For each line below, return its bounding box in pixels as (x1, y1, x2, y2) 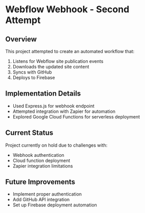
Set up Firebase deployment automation (12, 202, 97, 208)
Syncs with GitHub (12, 69, 52, 75)
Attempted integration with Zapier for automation (12, 108, 116, 114)
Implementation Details (5, 89, 81, 98)
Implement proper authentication (12, 191, 82, 197)
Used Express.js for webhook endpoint (12, 103, 94, 109)
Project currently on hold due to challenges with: (5, 142, 108, 148)
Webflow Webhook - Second (5, 4, 130, 15)
